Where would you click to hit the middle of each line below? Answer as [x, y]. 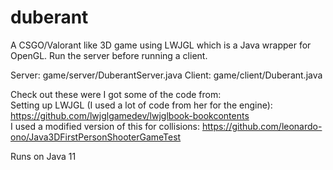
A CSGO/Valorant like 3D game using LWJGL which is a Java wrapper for [161, 45]
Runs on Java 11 [43, 156]
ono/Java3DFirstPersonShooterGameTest [96, 137]
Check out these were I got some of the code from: [116, 94]
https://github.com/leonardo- [262, 126]
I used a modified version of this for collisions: [105, 126]
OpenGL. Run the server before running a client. [109, 55]
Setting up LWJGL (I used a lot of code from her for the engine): [141, 105]
